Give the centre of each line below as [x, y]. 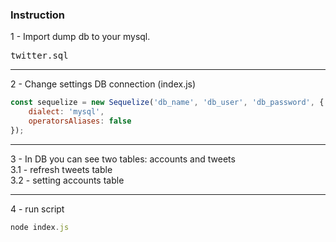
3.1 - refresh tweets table [61, 169]
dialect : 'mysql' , [66, 112]
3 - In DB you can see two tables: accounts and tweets [123, 159]
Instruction [38, 15]
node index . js [40, 227]
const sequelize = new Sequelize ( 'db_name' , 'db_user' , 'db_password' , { [167, 103]
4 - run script [37, 209]
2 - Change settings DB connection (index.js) [103, 84]
